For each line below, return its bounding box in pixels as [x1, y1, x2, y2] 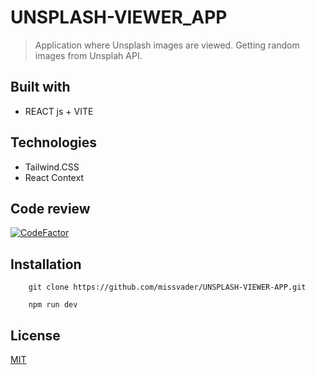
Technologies [10, 134, 98, 151]
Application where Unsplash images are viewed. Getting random [34, 39, 300, 51]
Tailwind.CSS [24, 161, 80, 173]
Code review [10, 200, 91, 217]
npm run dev [28, 300, 78, 310]
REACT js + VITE [24, 105, 94, 117]
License [10, 327, 61, 344]
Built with [10, 79, 71, 96]
